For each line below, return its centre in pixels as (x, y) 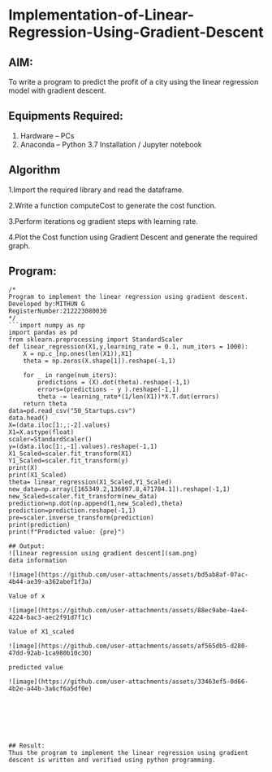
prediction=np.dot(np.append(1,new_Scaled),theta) (96, 504)
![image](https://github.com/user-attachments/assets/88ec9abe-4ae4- (129, 611)
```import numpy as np (47, 326)
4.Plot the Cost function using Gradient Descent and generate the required (133, 237)
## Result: (27, 746)
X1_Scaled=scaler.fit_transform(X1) (70, 454)
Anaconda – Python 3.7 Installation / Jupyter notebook (111, 144)
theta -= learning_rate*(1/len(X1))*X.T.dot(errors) (129, 397)
